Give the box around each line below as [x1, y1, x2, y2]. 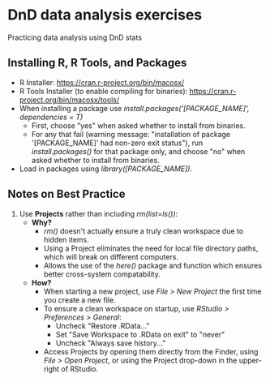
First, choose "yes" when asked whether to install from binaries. [31, 120, 246, 131]
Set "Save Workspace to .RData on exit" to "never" [55, 329, 225, 339]
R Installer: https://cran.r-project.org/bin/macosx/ [19, 77, 185, 87]
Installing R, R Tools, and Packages [7, 56, 187, 70]
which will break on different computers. [43, 251, 179, 261]
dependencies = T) [19, 112, 84, 122]
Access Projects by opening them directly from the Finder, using [43, 346, 259, 356]
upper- [238, 355, 263, 365]
